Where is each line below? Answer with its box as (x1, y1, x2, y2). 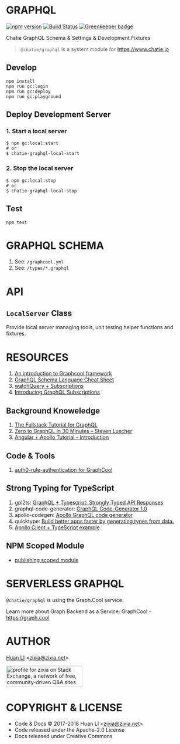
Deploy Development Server (6, 110, 111, 120)
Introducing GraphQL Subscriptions (14, 388, 101, 396)
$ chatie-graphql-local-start (6, 151, 80, 157)
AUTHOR (6, 634, 51, 648)
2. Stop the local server (6, 164, 74, 173)
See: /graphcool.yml (14, 258, 64, 265)
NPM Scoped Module (6, 541, 85, 551)
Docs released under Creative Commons (14, 733, 113, 740)
